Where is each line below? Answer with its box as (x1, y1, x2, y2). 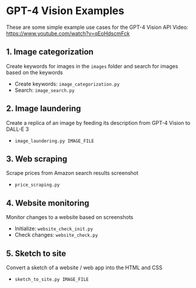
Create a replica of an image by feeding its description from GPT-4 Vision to (6, 119, 191, 126)
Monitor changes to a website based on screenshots (6, 214, 134, 221)
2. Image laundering (6, 104, 81, 114)
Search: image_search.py (14, 87, 75, 94)
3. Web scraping (6, 154, 68, 164)
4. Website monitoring (6, 198, 89, 208)
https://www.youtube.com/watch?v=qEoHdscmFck (6, 29, 130, 37)
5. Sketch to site (6, 249, 67, 259)
